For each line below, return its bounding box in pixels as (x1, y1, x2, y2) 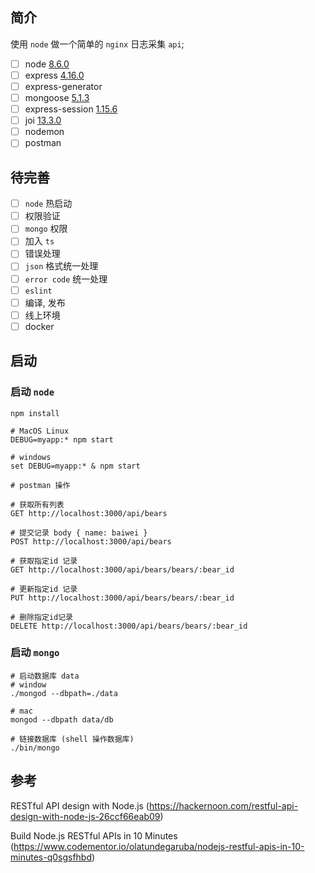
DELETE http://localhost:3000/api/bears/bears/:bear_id (10, 621, 248, 631)
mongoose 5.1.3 (24, 92, 90, 103)
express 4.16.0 (24, 69, 85, 81)
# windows (10, 452, 52, 462)
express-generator (24, 80, 103, 92)
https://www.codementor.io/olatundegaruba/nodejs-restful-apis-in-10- (13, 840, 305, 852)
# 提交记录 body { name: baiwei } (10, 528, 148, 538)
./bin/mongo (10, 743, 60, 753)
